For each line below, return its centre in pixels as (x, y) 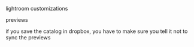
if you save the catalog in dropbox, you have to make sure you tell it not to (97, 31)
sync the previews (28, 37)
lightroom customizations (37, 9)
